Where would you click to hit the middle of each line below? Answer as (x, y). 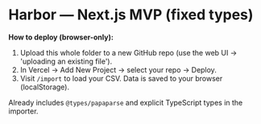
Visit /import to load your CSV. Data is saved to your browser (121, 78)
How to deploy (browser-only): (61, 37)
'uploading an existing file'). (66, 61)
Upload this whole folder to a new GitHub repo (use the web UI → (128, 52)
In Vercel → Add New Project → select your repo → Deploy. (118, 69)
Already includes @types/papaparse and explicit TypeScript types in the (126, 102)
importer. (23, 111)
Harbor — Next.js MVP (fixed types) (131, 15)
